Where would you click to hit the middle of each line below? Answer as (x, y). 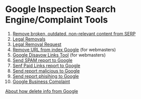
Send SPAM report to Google (43, 60)
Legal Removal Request (37, 44)
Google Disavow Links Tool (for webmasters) (59, 55)
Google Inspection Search (60, 9)
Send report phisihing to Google (46, 76)
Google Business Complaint (41, 81)
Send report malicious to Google (46, 70)
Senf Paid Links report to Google (46, 65)
